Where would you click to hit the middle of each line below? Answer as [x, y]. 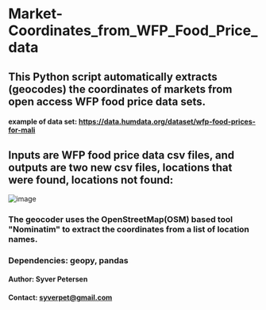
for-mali [22, 130]
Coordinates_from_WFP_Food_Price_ [133, 31]
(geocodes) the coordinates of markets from [120, 89]
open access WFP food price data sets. [107, 101]
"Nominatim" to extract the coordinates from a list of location [129, 229]
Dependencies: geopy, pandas [68, 260]
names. [23, 239]
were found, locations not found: [91, 180]
